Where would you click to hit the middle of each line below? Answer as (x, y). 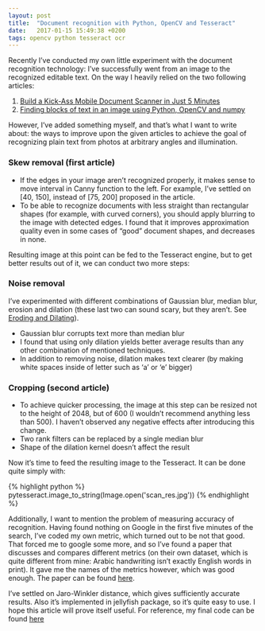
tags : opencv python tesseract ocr (67, 38)
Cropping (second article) (59, 388)
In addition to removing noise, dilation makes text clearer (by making (131, 358)
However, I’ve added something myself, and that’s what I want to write (123, 125)
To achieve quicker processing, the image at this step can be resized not (138, 405)
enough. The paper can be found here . (71, 578)
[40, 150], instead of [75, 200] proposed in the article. (108, 197)
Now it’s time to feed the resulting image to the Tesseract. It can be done (127, 463)
